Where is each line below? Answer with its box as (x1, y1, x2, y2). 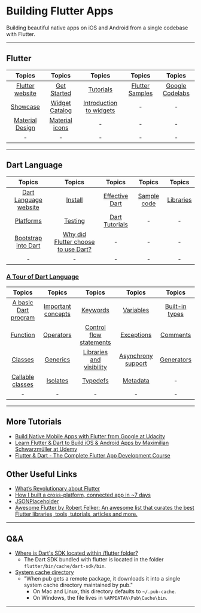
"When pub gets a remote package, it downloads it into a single (23, 575, 181, 582)
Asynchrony (118, 351, 154, 360)
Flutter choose (54, 237, 95, 246)
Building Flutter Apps (6, 4, 114, 18)
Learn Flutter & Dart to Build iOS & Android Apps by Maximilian (14, 439, 169, 446)
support (124, 359, 148, 367)
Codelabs (162, 89, 190, 97)
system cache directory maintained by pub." (23, 581, 133, 589)
